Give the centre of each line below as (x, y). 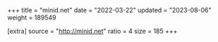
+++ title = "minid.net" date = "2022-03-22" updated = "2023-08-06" (109, 10)
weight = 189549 (32, 17)
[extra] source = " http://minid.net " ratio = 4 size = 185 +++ (92, 31)
